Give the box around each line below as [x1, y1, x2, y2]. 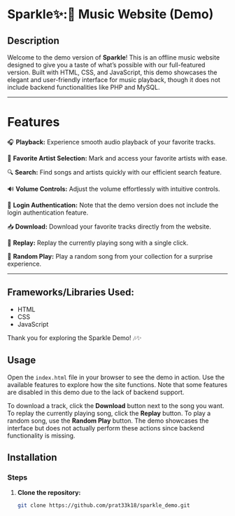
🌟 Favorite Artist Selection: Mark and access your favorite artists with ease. [7, 154, 227, 162]
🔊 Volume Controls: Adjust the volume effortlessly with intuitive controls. [7, 184, 220, 193]
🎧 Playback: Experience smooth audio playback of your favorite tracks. [7, 137, 215, 146]
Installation [7, 451, 57, 463]
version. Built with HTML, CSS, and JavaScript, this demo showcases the [7, 68, 218, 76]
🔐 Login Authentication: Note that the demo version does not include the [7, 201, 219, 209]
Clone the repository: [17, 489, 81, 497]
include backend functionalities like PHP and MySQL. [7, 83, 160, 91]
